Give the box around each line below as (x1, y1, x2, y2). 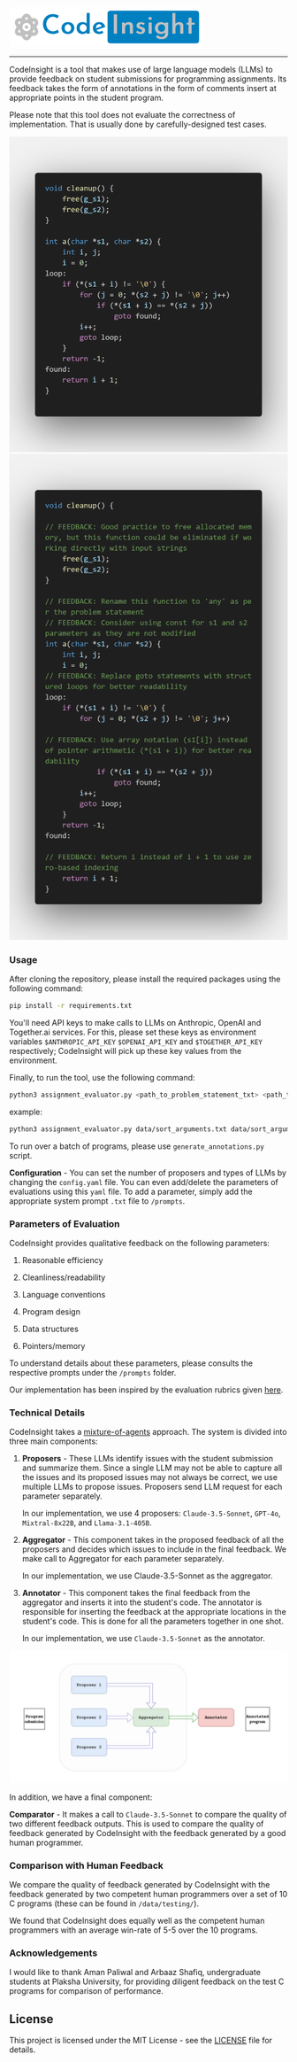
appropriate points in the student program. (9, 92, 164, 103)
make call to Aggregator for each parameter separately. (21, 1554, 225, 1564)
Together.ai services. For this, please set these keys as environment (9, 1027, 256, 1038)
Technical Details (9, 1407, 86, 1419)
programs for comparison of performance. (9, 1986, 164, 1996)
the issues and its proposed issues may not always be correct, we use (21, 1472, 278, 1483)
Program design (21, 1306, 81, 1317)
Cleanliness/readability (21, 1272, 106, 1283)
